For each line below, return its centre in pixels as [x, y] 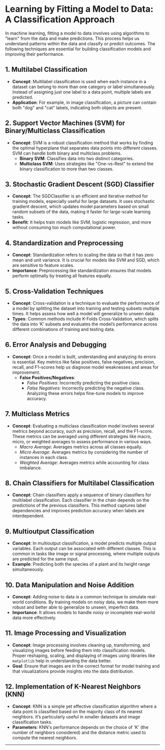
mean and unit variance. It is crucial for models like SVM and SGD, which [86, 260]
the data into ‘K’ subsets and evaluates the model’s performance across [85, 324]
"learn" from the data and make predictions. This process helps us [72, 38]
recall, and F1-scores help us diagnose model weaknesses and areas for [85, 367]
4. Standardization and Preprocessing [64, 243]
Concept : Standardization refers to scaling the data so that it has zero [83, 255]
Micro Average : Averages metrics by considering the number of [84, 452]
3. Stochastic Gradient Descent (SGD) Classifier [80, 184]
